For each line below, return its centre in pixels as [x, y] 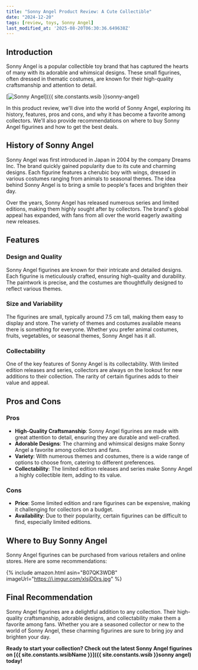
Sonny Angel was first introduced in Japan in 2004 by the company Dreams [98, 160]
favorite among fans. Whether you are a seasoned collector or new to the [95, 624]
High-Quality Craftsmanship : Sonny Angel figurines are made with [97, 431]
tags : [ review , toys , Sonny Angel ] [50, 22]
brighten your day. [29, 637]
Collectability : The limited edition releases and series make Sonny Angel [103, 468]
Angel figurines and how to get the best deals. [62, 127]
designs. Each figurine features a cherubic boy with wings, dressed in [91, 172]
